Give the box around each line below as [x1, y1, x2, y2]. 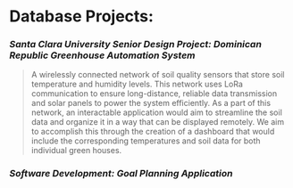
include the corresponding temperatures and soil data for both [30, 135, 261, 146]
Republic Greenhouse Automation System [9, 49, 196, 61]
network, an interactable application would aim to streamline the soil [30, 107, 283, 118]
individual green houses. [30, 145, 122, 156]
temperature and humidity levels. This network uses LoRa [30, 78, 244, 90]
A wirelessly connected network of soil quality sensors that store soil [30, 69, 285, 80]
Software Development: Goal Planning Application [9, 168, 233, 180]
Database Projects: [9, 6, 155, 27]
